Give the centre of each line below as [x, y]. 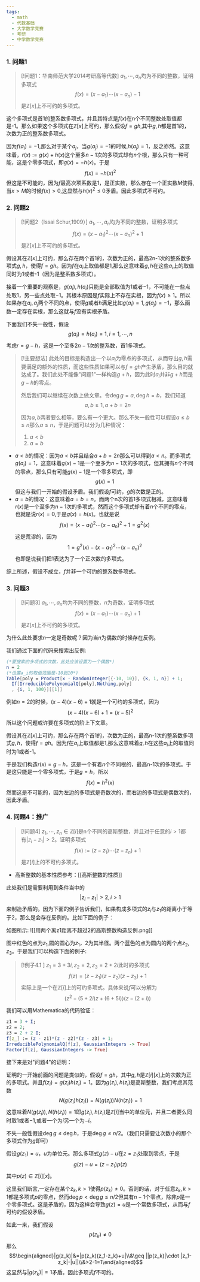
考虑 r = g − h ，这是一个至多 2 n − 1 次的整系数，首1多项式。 [78, 345]
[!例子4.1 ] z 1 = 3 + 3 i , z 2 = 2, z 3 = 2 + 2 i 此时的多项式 [85, 966]
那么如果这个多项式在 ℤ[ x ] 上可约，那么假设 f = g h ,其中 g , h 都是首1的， [105, 126]
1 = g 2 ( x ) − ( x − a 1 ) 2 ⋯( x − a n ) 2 [105, 547]
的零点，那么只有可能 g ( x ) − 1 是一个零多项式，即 [74, 472]
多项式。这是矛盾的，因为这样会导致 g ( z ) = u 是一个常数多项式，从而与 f [103, 1205]
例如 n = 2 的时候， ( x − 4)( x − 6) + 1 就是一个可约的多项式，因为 [83, 702]
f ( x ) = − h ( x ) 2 [100, 173]
